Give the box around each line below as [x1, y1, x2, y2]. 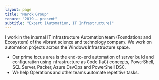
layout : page [5, 7, 32, 12]
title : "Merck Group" [5, 12, 49, 17]
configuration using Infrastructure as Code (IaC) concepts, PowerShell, [12, 59, 155, 65]
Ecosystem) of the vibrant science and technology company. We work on [5, 40, 152, 45]
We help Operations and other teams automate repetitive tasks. [12, 69, 139, 76]
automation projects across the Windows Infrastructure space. [5, 44, 130, 50]
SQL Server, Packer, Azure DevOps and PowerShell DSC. [12, 64, 126, 70]
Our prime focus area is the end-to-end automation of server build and [12, 54, 154, 60]
